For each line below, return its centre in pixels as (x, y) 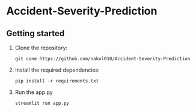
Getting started (35, 33)
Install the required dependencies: (57, 70)
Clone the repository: (41, 48)
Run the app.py (34, 92)
